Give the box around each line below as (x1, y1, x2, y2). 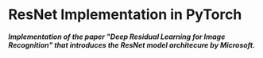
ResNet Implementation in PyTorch (8, 6, 242, 24)
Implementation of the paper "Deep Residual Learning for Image (8, 32, 226, 41)
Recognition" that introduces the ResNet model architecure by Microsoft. (8, 40, 256, 49)
